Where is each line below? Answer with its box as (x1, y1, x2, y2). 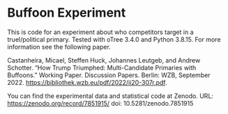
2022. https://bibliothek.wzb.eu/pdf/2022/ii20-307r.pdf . (7, 78, 167, 86)
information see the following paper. (7, 42, 112, 51)
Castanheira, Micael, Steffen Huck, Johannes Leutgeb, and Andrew (7, 56, 201, 64)
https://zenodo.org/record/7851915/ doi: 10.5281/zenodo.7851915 (7, 99, 194, 107)
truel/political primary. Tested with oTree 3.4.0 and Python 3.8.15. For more (7, 35, 221, 43)
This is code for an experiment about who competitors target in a (7, 28, 194, 36)
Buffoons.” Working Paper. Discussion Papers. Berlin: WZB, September (7, 71, 211, 79)
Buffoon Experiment (7, 5, 126, 21)
